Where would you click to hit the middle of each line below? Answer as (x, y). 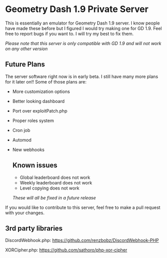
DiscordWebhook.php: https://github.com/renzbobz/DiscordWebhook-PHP (82, 240)
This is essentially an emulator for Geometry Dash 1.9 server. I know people (83, 23)
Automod (22, 140)
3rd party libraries (34, 228)
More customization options (41, 91)
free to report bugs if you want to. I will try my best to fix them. (69, 33)
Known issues (35, 165)
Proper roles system (33, 120)
